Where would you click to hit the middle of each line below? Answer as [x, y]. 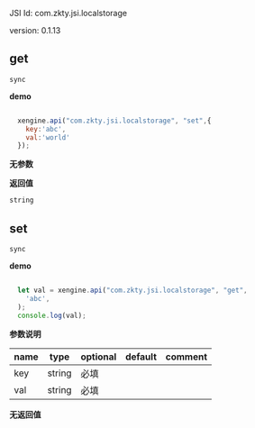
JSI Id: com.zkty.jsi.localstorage [68, 13]
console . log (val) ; [52, 315]
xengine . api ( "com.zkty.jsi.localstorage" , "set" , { [114, 121]
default [141, 357]
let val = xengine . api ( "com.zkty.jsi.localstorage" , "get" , [132, 290]
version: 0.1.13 [35, 30]
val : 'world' [48, 137]
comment [187, 357]
